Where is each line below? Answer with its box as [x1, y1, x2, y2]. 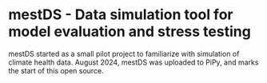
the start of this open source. [8, 65, 104, 75]
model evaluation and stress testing [8, 22, 252, 41]
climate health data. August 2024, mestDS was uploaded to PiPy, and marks [8, 57, 259, 67]
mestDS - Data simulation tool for [8, 6, 233, 24]
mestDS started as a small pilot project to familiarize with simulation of [8, 49, 240, 58]
